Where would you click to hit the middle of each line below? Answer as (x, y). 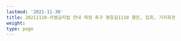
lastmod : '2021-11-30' (35, 12)
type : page (20, 29)
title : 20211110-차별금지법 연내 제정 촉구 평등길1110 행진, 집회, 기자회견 (91, 17)
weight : (16, 23)
